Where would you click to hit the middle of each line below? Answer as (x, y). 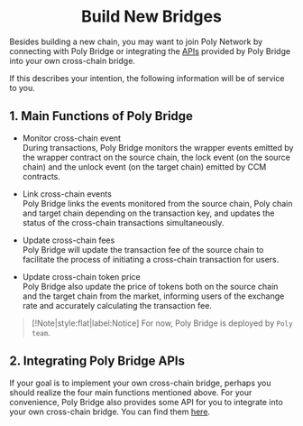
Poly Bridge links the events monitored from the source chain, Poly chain (157, 203)
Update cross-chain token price (82, 276)
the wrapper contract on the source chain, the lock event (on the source (156, 157)
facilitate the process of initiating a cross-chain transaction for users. (151, 259)
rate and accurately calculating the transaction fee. (117, 305)
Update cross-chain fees (69, 240)
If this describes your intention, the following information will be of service (147, 78)
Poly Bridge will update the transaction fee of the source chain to (143, 249)
